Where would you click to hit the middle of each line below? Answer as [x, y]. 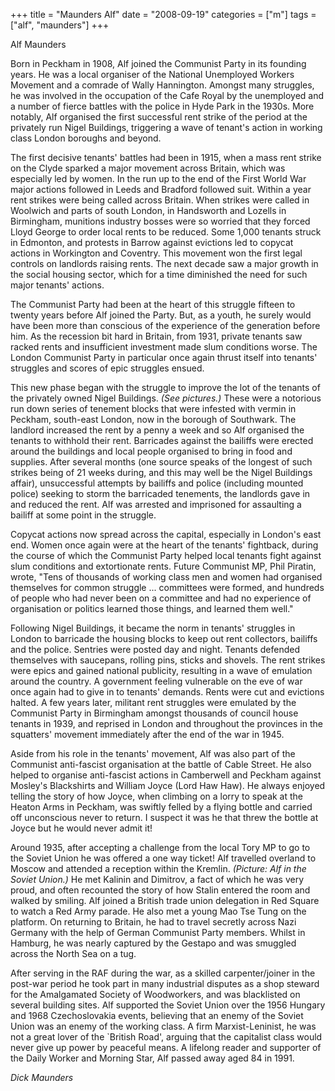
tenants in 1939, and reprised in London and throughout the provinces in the [166, 723]
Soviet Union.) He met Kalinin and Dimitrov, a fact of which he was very [157, 879]
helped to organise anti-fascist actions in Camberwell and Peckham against [166, 775]
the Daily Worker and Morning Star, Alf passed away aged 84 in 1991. [152, 1058]
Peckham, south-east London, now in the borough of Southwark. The [153, 419]
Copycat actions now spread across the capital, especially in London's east [166, 534]
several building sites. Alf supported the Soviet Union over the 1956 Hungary [168, 1005]
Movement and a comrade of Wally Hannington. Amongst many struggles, [162, 85]
